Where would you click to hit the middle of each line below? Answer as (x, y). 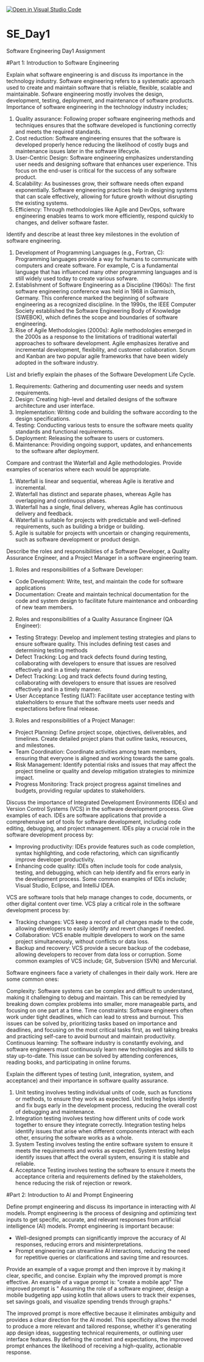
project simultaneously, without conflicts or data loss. (82, 941)
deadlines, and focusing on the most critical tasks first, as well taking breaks (102, 1030)
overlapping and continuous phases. (61, 501)
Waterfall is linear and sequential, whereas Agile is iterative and (94, 481)
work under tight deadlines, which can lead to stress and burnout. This (95, 1017)
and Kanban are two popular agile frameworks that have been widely (102, 356)
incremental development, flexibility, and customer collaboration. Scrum (105, 349)
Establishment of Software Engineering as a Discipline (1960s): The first (105, 285)
